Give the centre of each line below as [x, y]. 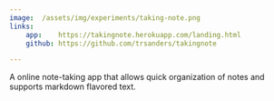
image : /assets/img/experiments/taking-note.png [105, 18]
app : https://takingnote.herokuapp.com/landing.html [134, 35]
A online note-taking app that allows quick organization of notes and [137, 77]
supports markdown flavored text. [73, 86]
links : [22, 26]
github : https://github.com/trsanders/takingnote [122, 43]
